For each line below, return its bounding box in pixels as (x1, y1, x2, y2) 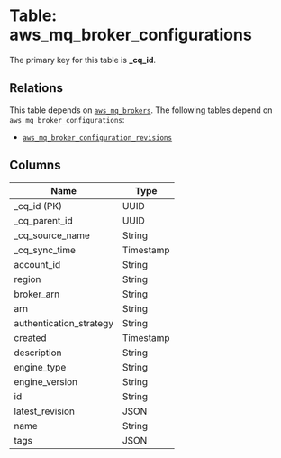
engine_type (14, 361, 67, 373)
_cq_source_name (14, 229, 90, 242)
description (14, 346, 62, 359)
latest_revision (14, 405, 75, 417)
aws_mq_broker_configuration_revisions (22, 133, 173, 142)
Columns (9, 158, 61, 173)
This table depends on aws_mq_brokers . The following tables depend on (9, 105, 273, 115)
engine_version (14, 375, 78, 388)
